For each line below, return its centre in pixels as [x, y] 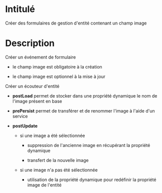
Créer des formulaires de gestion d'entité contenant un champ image [76, 23]
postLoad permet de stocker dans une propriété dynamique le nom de [85, 95]
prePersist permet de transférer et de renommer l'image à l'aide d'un [83, 110]
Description [30, 43]
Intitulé [20, 9]
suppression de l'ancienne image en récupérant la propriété [89, 145]
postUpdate [25, 125]
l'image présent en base [37, 101]
